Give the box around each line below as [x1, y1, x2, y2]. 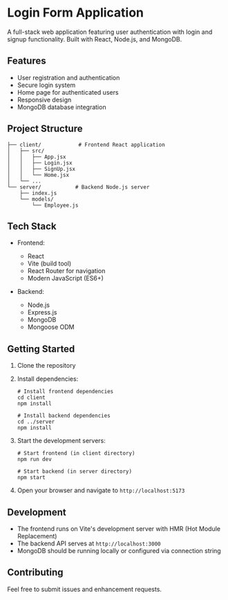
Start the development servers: [17, 437, 106, 445]
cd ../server [17, 418, 55, 426]
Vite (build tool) [27, 259, 72, 268]
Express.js [27, 308, 57, 317]
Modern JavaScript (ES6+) [27, 274, 104, 283]
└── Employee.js [32, 202, 79, 209]
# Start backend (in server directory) [17, 468, 133, 475]
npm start [17, 474, 46, 481]
